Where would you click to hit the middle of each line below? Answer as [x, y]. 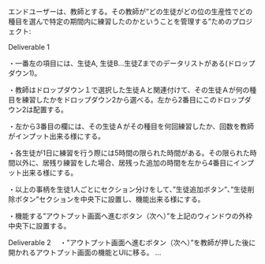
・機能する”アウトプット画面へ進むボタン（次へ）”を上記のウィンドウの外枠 [131, 216]
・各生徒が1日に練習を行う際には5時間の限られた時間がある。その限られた [129, 153]
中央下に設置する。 [39, 226]
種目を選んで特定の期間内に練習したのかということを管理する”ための [120, 21]
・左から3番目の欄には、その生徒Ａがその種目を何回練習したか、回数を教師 [131, 126]
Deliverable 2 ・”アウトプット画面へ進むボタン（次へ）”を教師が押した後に [132, 242]
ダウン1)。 [25, 73]
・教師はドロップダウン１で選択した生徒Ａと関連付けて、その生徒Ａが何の [129, 90]
